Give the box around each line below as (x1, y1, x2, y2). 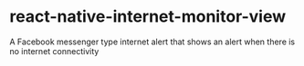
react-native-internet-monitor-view (9, 6, 287, 27)
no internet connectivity (9, 45, 100, 56)
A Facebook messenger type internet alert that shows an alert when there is (9, 36, 296, 47)
